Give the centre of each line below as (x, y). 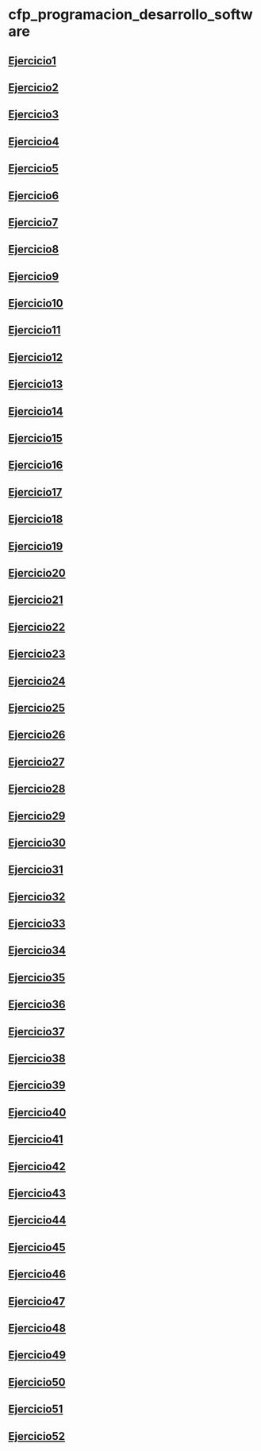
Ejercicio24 (37, 681)
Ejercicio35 (37, 977)
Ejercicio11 (35, 330)
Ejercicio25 (37, 708)
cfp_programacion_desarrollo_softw (130, 15)
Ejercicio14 (36, 411)
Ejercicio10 (36, 303)
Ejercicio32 (37, 897)
